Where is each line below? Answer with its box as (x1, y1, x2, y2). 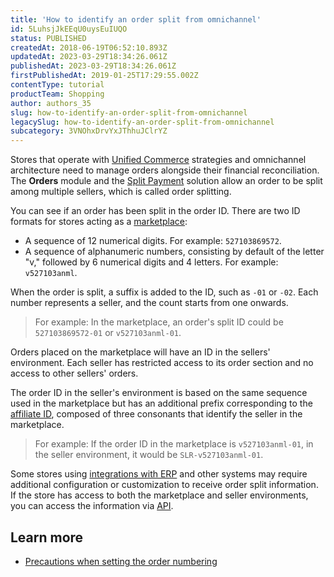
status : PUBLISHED (10, 33, 87, 43)
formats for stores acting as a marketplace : (10, 216, 188, 228)
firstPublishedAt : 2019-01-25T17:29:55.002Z (10, 71, 199, 81)
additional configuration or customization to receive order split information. (10, 479, 319, 491)
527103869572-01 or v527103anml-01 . (34, 327, 182, 339)
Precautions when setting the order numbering (24, 555, 218, 567)
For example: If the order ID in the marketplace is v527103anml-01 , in (34, 438, 314, 450)
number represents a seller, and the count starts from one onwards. (10, 297, 289, 309)
